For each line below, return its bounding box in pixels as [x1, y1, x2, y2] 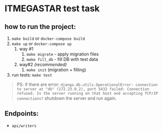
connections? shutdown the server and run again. [16, 95, 117, 101]
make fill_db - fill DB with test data [26, 56, 98, 62]
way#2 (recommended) [19, 62, 67, 67]
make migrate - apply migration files [26, 51, 99, 57]
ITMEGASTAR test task [4, 3, 100, 14]
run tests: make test [11, 72, 52, 78]
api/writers [11, 123, 36, 128]
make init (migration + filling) [26, 67, 87, 73]
